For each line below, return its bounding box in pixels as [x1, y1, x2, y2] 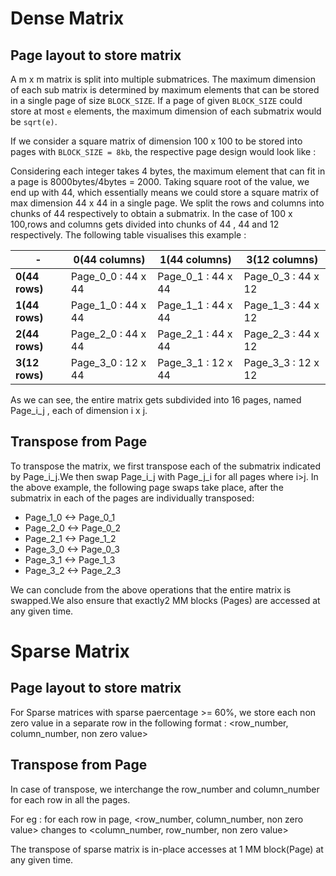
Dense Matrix [10, 7, 125, 30]
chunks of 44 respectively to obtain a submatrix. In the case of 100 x [10, 208, 293, 219]
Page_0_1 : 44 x [157, 270, 233, 283]
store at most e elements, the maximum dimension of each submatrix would [10, 105, 322, 117]
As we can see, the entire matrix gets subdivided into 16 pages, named [10, 394, 302, 406]
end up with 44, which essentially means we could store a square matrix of [10, 187, 320, 198]
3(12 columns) [246, 253, 319, 266]
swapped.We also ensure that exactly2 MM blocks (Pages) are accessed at [10, 594, 321, 606]
